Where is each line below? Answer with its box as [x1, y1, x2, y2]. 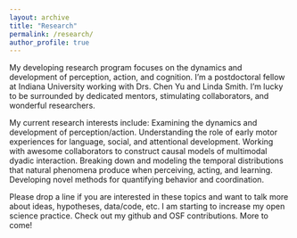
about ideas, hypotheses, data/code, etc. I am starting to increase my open [9, 201, 285, 212]
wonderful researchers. [9, 100, 95, 111]
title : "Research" [9, 21, 78, 30]
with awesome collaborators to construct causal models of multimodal [9, 146, 268, 157]
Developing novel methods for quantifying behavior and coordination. [9, 175, 265, 185]
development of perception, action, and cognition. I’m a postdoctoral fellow [9, 72, 285, 83]
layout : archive [9, 12, 70, 22]
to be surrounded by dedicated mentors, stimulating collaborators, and [9, 91, 269, 102]
